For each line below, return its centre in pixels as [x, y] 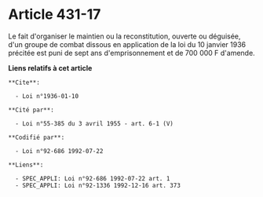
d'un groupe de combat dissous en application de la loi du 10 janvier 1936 [127, 44]
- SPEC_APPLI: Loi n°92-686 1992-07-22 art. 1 [93, 178]
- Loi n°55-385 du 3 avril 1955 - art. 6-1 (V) [95, 123]
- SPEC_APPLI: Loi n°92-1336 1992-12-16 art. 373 [98, 185]
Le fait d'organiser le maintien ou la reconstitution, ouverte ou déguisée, [124, 36]
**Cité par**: [31, 110]
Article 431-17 [55, 15]
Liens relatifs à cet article [50, 67]
